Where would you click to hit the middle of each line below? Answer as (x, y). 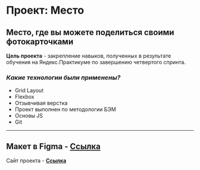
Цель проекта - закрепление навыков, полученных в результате (89, 56)
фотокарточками (40, 41)
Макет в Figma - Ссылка (54, 146)
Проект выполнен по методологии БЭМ (65, 109)
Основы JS (29, 116)
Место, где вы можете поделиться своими (90, 32)
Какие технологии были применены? (63, 77)
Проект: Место (45, 10)
